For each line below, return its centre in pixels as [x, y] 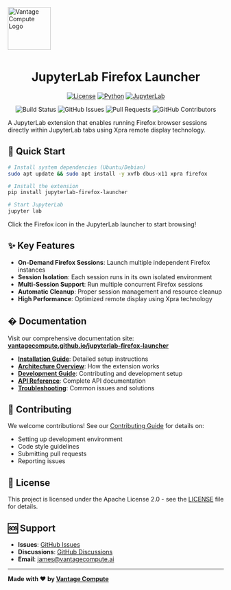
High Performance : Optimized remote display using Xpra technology [115, 298]
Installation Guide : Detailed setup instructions [83, 359]
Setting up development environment [70, 439]
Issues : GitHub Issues [49, 545]
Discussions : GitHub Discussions [65, 552]
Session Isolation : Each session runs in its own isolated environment [115, 276]
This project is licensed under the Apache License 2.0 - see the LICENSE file [116, 499]
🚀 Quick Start [37, 151]
